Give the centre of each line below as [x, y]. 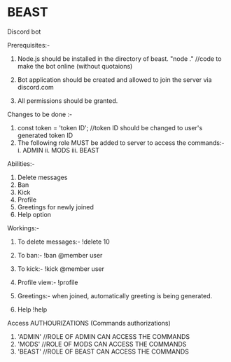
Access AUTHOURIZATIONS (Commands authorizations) [89, 323]
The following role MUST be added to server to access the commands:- [121, 142]
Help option [34, 214]
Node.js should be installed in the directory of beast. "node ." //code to [119, 58]
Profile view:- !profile [48, 282]
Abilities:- [21, 163]
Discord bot [24, 32]
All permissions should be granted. [68, 100]
